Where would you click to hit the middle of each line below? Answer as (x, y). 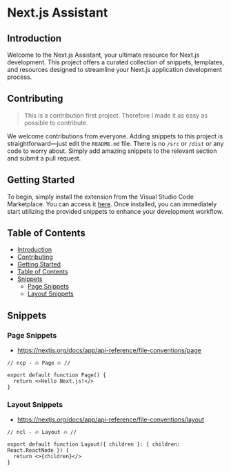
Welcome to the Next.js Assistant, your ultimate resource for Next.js (103, 55)
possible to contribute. (56, 122)
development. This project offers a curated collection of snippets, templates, (116, 62)
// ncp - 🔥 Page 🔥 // (39, 363)
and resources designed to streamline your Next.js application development (115, 70)
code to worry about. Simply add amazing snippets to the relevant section (112, 151)
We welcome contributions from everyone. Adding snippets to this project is (115, 136)
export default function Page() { (57, 375)
